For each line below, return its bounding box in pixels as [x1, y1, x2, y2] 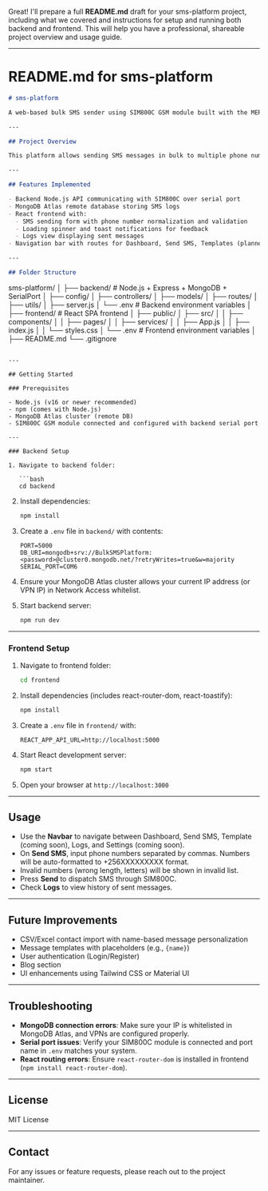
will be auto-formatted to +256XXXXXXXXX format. [19, 857, 190, 866]
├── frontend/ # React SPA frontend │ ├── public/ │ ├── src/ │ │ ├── [8, 308, 243, 318]
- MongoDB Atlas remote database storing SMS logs [8, 202, 180, 210]
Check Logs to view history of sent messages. [19, 882, 173, 892]
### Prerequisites [8, 384, 69, 392]
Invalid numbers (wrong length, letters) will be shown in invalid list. [19, 866, 239, 875]
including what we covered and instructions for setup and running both [8, 15, 242, 25]
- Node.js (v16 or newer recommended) [8, 398, 137, 406]
